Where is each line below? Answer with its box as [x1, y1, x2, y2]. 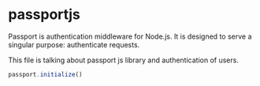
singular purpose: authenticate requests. [8, 39, 140, 49]
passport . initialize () [8, 70, 83, 78]
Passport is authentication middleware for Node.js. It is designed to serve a [8, 32, 252, 41]
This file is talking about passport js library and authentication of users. [8, 55, 239, 65]
